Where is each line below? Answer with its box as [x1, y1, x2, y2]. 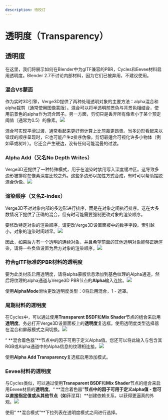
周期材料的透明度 [5, 301, 46, 308]
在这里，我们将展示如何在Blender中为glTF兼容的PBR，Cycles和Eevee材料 [5, 66, 157, 72]
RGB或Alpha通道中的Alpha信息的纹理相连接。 [5, 343, 99, 349]
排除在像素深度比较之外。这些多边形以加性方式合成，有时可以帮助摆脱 [18, 173, 163, 179]
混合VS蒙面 [5, 86, 33, 93]
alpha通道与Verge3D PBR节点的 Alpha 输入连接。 [26, 277, 127, 283]
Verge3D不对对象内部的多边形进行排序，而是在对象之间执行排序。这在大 [5, 205, 155, 211]
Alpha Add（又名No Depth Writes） [5, 154, 93, 161]
